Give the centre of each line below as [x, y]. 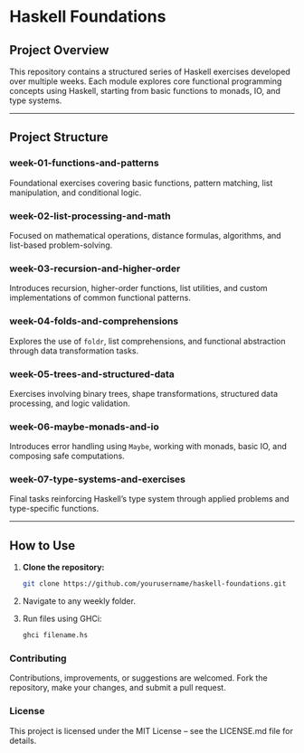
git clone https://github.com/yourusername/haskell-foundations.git [154, 584]
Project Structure [59, 137]
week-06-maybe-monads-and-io [85, 427]
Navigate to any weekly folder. [79, 601]
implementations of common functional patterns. [100, 298]
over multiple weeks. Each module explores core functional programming [146, 81]
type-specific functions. [54, 509]
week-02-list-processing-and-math [90, 216]
